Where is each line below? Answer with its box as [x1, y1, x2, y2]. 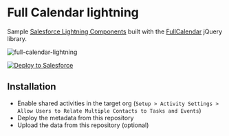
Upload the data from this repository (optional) [17, 121, 149, 129]
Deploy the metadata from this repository [17, 113, 134, 122]
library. [7, 34, 28, 42]
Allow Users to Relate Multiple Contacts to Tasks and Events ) [17, 106, 201, 114]
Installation [7, 81, 56, 93]
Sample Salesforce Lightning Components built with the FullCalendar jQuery [7, 27, 223, 36]
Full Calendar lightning [7, 5, 140, 21]
